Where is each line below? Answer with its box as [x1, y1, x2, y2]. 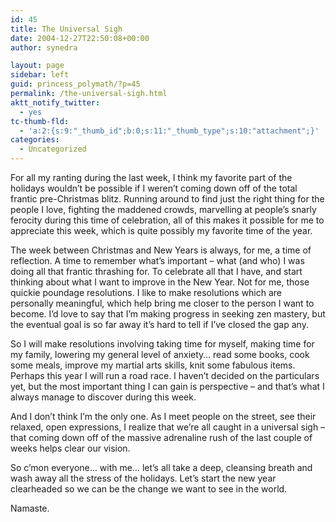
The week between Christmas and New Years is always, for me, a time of [10, 244, 312, 256]
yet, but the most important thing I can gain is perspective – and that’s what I [10, 381, 325, 392]
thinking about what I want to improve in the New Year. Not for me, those [10, 276, 310, 288]
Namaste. [10, 502, 50, 514]
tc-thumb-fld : [10, 116, 70, 126]
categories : [10, 135, 60, 145]
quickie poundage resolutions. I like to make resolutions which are [10, 287, 283, 298]
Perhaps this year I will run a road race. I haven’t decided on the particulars [10, 370, 320, 381]
